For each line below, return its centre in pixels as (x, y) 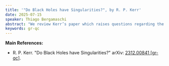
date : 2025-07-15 (24, 15)
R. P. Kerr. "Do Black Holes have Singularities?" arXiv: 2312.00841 (81, 53)
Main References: (24, 43)
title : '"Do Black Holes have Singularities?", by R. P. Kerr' (73, 10)
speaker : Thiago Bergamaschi (36, 19)
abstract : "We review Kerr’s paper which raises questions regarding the (85, 24)
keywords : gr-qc (22, 29)
